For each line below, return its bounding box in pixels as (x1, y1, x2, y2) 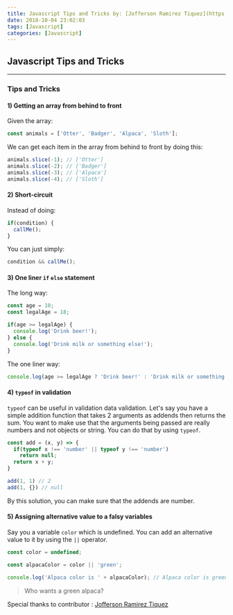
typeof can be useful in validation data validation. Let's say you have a (7, 404, 208, 412)
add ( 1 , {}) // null (7, 484, 64, 491)
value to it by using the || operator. (7, 536, 107, 543)
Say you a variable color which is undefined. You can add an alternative (7, 528, 213, 536)
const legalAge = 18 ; (7, 309, 70, 316)
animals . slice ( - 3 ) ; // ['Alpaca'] (7, 169, 107, 176)
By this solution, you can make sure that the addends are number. (7, 496, 195, 505)
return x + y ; (13, 459, 54, 466)
